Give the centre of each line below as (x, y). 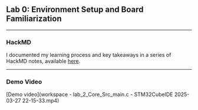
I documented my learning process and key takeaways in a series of (89, 55)
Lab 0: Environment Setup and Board (75, 10)
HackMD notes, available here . (43, 61)
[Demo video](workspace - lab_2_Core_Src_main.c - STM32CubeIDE (90, 94)
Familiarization (34, 19)
